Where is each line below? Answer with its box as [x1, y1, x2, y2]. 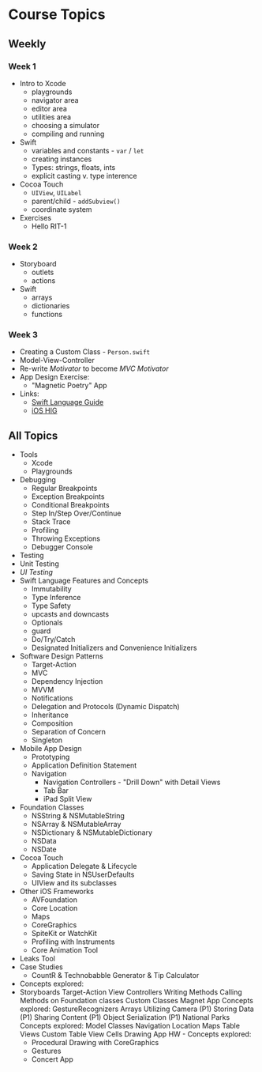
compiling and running [31, 129, 105, 138]
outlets [31, 267, 54, 277]
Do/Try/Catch [31, 635, 76, 644]
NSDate [31, 844, 57, 855]
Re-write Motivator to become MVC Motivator [19, 364, 169, 373]
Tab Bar [43, 786, 69, 795]
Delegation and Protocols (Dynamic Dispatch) [31, 702, 180, 712]
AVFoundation [31, 895, 77, 904]
